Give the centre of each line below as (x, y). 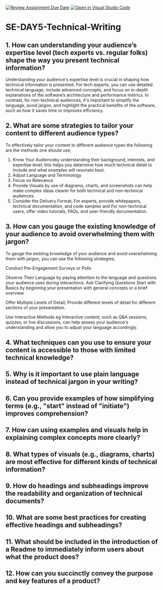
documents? (25, 501)
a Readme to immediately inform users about (75, 549)
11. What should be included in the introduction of (82, 542)
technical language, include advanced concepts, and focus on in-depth (77, 90)
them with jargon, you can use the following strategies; (60, 259)
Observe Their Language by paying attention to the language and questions (81, 278)
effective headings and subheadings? (64, 525)
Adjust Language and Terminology (47, 175)
